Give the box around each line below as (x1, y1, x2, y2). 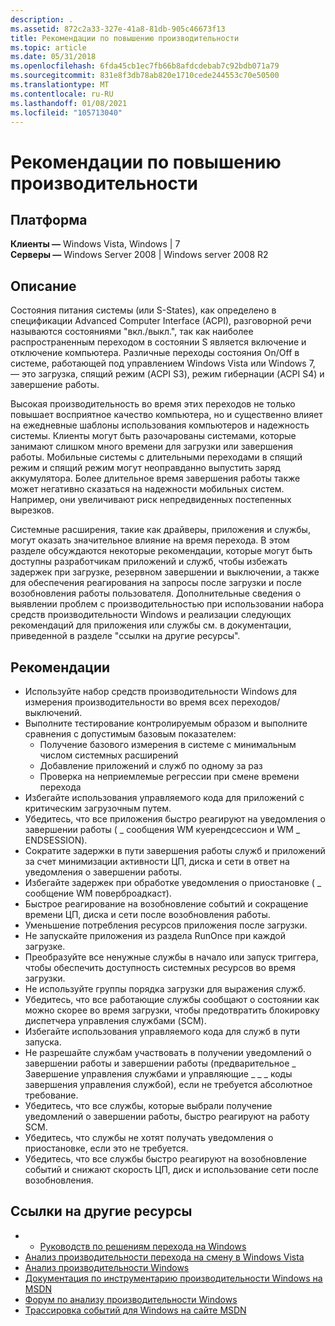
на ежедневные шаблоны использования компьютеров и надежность (10, 419, 310, 431)
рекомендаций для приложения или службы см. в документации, (10, 619, 292, 631)
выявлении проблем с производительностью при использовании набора (10, 598, 325, 610)
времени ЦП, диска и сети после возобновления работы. (24, 909, 271, 920)
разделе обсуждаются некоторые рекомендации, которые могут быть (10, 545, 313, 557)
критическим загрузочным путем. (24, 802, 172, 814)
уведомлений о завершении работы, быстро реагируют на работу (24, 1111, 310, 1122)
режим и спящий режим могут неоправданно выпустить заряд (10, 462, 281, 474)
